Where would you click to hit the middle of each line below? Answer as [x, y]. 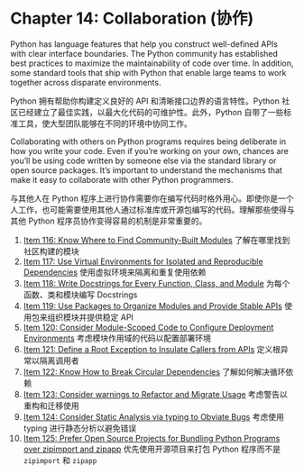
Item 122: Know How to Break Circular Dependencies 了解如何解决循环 [154, 371]
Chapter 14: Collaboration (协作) [132, 18]
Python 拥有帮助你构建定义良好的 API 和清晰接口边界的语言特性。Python [145, 101]
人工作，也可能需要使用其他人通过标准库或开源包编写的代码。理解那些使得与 [152, 209]
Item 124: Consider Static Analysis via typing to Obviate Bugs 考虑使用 [154, 416]
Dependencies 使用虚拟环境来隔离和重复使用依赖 [115, 272]
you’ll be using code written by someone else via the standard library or [143, 160]
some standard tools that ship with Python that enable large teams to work [148, 72]
